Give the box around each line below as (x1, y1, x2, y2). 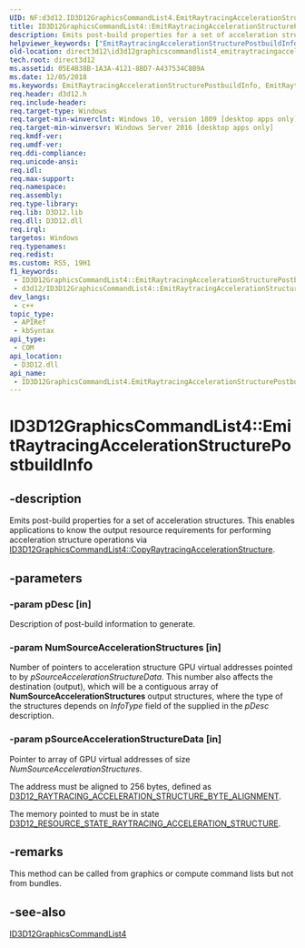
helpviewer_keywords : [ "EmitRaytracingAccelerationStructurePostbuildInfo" (9, 38, 302, 48)
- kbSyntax (13, 327, 54, 336)
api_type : (9, 335, 47, 344)
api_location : (9, 351, 64, 360)
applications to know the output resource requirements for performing (9, 525, 271, 536)
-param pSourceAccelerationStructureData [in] (9, 733, 222, 746)
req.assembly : (9, 191, 64, 200)
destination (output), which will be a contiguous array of (9, 681, 220, 692)
